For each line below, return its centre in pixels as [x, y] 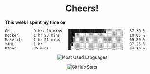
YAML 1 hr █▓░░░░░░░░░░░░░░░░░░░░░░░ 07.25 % [75, 44]
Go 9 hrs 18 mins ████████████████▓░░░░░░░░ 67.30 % [75, 31]
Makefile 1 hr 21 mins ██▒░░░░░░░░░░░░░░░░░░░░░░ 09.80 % [75, 40]
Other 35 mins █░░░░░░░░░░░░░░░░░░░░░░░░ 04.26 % [75, 48]
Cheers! [82, 9]
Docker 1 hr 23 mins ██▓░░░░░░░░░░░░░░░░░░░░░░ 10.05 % [75, 35]
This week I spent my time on [35, 22]
